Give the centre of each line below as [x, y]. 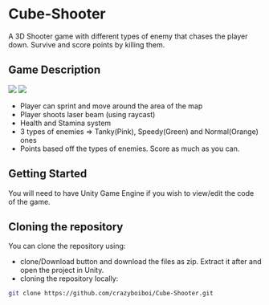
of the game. [29, 201]
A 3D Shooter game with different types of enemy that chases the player [128, 36]
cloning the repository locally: [69, 279]
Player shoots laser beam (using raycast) [88, 114]
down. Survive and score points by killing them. [87, 44]
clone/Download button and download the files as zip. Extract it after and [141, 262]
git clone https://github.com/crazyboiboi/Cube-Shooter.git [111, 294]
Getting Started [48, 174]
